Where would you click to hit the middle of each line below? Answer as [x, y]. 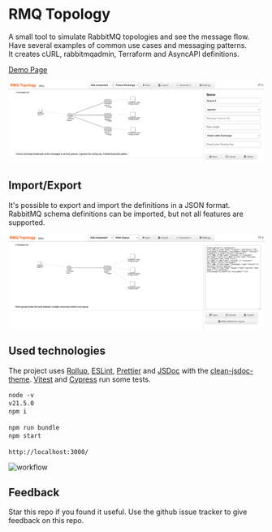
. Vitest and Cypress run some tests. [91, 379]
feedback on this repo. [46, 521]
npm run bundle [34, 427]
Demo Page [28, 69]
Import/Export [45, 186]
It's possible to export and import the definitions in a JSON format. [119, 205]
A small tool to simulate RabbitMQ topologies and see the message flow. [129, 37]
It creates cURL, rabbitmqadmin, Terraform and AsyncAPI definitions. [124, 54]
